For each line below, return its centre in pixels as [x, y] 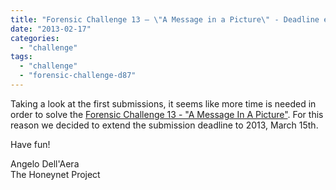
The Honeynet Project [55, 174]
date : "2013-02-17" [51, 29]
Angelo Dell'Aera [45, 163]
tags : [21, 57]
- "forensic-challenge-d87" [78, 76]
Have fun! [30, 144]
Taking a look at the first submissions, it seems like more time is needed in [163, 103]
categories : [35, 38]
